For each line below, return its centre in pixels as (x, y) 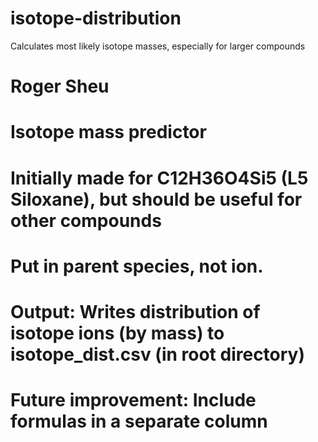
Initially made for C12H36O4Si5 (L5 (159, 178)
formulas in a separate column (139, 421)
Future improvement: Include (133, 400)
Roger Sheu (60, 86)
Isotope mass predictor (108, 132)
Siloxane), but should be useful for (156, 199)
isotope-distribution (96, 18)
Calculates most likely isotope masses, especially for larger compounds (158, 46)
